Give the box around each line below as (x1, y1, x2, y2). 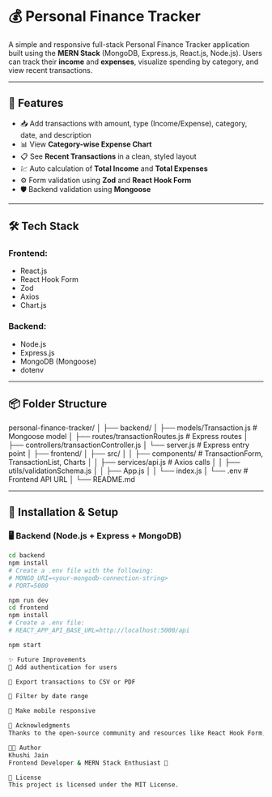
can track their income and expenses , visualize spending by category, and (8, 57, 259, 66)
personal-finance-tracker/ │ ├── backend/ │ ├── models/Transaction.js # (8, 423, 257, 433)
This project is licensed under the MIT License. (8, 781, 180, 789)
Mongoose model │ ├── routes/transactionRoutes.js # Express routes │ (8, 431, 249, 441)
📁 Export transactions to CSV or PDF (8, 678, 136, 686)
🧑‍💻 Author (8, 744, 42, 752)
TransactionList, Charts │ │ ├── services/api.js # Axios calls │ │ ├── (8, 457, 240, 467)
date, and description (19, 130, 91, 139)
